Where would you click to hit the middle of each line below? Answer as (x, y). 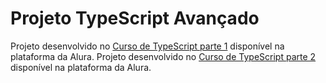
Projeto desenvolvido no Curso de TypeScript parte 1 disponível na (147, 46)
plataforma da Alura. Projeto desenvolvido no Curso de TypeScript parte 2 (163, 56)
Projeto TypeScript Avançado (135, 18)
